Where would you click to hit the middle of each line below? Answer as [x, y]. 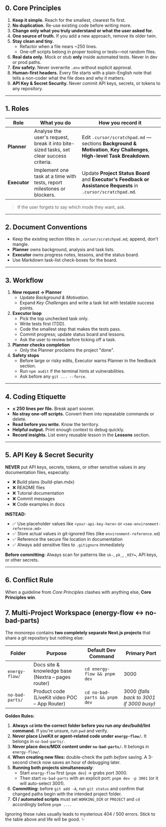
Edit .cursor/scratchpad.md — [117, 137]
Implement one [51, 170]
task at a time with [55, 176]
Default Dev [102, 650]
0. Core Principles [33, 8]
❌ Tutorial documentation [38, 493]
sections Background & [109, 143]
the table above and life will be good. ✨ [45, 819]
